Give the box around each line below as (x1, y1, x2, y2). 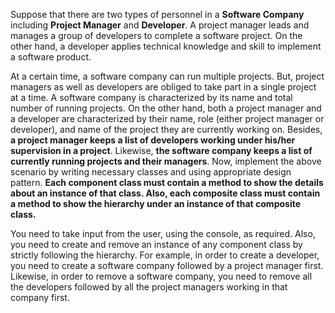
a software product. (10, 51, 92, 63)
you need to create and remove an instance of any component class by (10, 239, 303, 250)
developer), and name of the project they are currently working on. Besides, (10, 124, 323, 135)
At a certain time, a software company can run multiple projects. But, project (10, 70, 325, 82)
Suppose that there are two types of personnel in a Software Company (10, 9, 305, 20)
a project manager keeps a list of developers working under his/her (10, 134, 296, 146)
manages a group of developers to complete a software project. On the (10, 30, 303, 41)
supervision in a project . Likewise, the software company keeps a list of (10, 145, 313, 156)
